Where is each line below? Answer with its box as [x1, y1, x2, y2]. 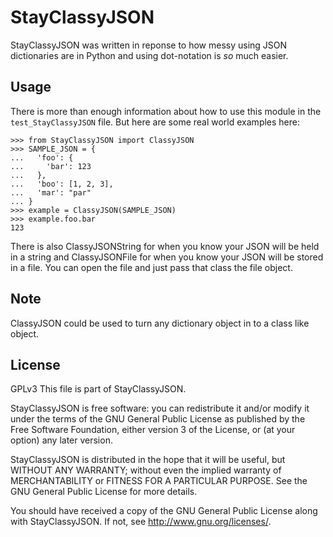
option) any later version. [10, 434, 113, 446]
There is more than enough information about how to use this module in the [10, 105, 322, 117]
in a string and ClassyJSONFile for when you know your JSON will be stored [10, 251, 324, 263]
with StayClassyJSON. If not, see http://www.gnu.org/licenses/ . [10, 516, 272, 528]
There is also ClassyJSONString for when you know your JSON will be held [10, 240, 320, 252]
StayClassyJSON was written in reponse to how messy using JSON [10, 39, 288, 51]
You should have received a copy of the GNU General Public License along [10, 505, 318, 517]
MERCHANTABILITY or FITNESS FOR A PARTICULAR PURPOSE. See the [10, 475, 308, 487]
